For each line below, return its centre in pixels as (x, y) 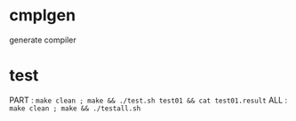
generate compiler (43, 40)
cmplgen (43, 15)
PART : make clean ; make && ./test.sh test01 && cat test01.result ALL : (148, 100)
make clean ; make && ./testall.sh (75, 108)
